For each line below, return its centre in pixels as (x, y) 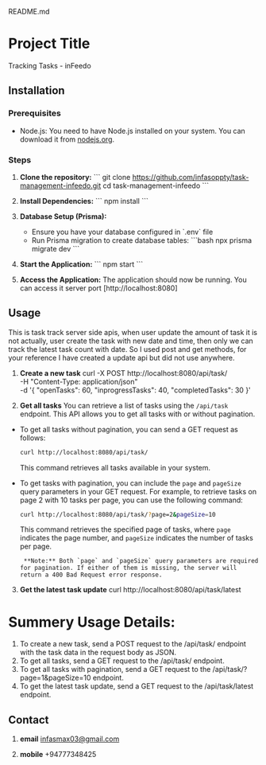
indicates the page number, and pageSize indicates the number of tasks (137, 538)
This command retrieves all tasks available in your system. (115, 467)
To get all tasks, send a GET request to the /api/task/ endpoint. (122, 661)
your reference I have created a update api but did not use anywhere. (121, 357)
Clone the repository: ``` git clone (75, 177)
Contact (29, 720)
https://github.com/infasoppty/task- (191, 177)
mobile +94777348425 (58, 755)
